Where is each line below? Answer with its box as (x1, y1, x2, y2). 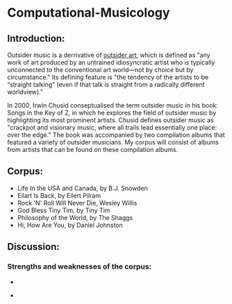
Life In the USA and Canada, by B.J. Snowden (17, 184, 148, 192)
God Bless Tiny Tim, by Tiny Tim (17, 206, 110, 214)
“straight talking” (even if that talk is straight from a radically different (7, 81, 205, 88)
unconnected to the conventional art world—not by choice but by (7, 66, 194, 74)
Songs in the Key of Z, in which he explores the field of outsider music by (7, 109, 217, 117)
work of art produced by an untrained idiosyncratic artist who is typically (7, 58, 215, 67)
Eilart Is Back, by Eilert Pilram (17, 191, 101, 199)
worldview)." (7, 88, 44, 96)
